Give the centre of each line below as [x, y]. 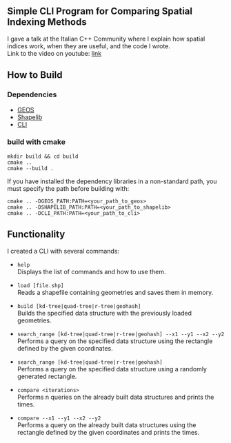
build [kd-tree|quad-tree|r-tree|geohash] [79, 306]
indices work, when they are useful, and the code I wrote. [89, 46]
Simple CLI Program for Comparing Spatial [100, 11]
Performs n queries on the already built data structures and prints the [115, 397]
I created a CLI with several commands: [63, 251]
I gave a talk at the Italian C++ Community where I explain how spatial [106, 39]
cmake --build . [30, 168]
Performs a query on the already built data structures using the [107, 425]
